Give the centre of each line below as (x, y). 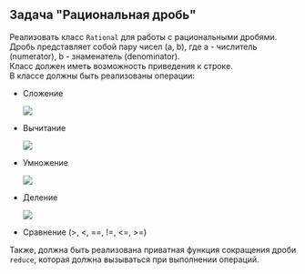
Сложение (43, 93)
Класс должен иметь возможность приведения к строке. (122, 66)
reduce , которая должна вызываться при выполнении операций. (134, 259)
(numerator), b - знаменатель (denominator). (95, 56)
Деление (40, 197)
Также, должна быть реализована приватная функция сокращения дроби (153, 249)
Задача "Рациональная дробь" (103, 15)
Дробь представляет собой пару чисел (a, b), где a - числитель (133, 46)
